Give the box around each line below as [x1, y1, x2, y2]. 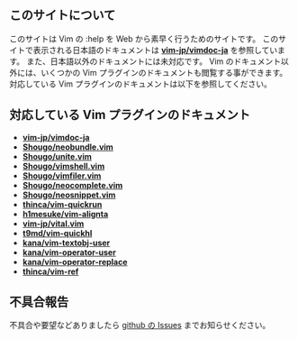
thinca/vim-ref [22, 266, 79, 277]
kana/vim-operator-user [22, 246, 117, 258]
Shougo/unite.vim [22, 151, 93, 161]
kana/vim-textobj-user [22, 237, 111, 248]
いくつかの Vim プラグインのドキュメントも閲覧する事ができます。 [40, 67, 288, 78]
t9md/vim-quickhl [22, 227, 93, 238]
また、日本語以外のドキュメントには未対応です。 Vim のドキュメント [26, 56, 282, 67]
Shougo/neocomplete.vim [22, 179, 123, 190]
